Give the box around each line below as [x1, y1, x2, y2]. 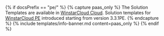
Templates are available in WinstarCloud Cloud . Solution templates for [5, 10, 151, 16]
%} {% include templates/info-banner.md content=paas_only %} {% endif [5, 20, 159, 26]
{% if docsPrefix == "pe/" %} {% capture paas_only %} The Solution [5, 5, 148, 10]
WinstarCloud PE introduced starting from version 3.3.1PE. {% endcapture [5, 15, 159, 21]
